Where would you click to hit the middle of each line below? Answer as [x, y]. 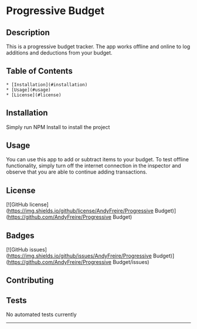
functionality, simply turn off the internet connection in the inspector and [94, 166]
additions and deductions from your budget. [59, 53]
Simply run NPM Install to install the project [58, 127]
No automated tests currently [42, 314]
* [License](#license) [34, 95]
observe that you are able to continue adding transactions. [77, 172]
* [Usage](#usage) [28, 90]
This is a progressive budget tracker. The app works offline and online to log [98, 46]
